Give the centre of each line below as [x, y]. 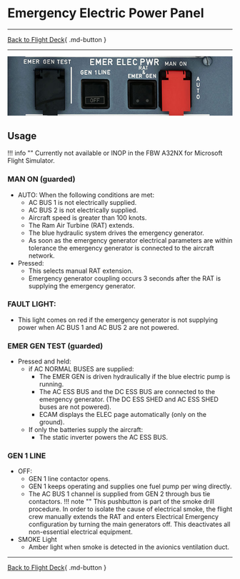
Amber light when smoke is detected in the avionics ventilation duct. [129, 547]
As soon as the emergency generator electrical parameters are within [130, 240]
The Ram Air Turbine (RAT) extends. [81, 225]
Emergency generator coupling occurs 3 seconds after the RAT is [125, 278]
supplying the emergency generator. [82, 286]
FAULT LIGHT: [32, 304]
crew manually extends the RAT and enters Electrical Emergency [124, 517]
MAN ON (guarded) [41, 179]
